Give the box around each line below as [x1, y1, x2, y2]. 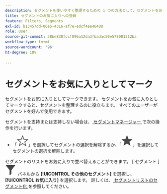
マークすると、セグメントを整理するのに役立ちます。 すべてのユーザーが [9, 102, 158, 108]
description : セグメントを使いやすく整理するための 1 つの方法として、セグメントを [5, 8, 159, 13]
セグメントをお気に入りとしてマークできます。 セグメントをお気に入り [5, 96, 150, 102]
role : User [5, 29, 28, 34]
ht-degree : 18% [5, 50, 37, 55]
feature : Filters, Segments [5, 18, 64, 23]
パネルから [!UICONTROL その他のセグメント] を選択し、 [17, 171, 135, 177]
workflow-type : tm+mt [5, 40, 50, 45]
